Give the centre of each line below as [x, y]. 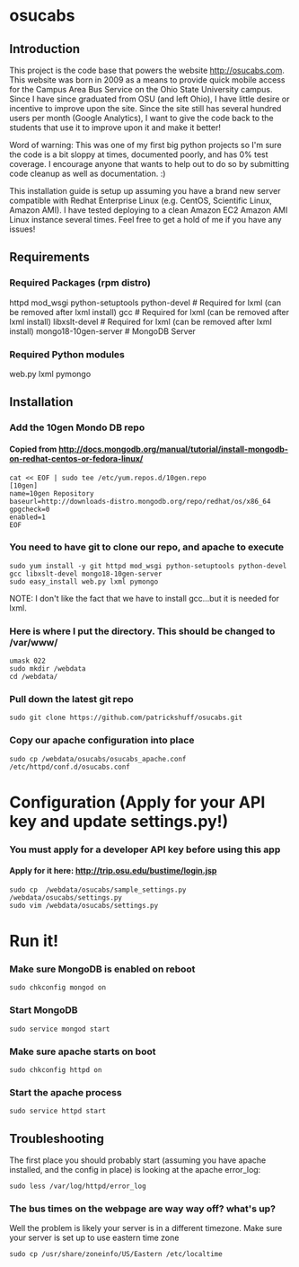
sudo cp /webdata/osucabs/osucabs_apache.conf [98, 759]
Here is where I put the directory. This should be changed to [142, 631]
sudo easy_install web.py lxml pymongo [84, 581]
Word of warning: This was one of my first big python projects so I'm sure [145, 145]
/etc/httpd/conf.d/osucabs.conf [70, 767]
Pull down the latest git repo [71, 699]
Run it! [34, 941]
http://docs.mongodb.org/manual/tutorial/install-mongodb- [173, 449]
